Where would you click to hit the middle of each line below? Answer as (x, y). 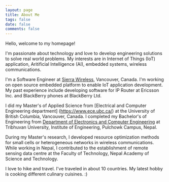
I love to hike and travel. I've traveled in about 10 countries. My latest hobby (84, 169)
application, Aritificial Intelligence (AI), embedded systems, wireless (76, 64)
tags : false (18, 19)
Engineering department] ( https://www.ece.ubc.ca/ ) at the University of (80, 111)
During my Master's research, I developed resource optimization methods (82, 137)
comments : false (22, 29)
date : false (18, 24)
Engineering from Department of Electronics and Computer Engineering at (83, 122)
